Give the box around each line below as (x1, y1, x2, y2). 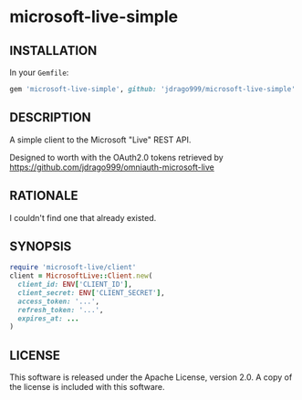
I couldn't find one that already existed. (9, 212, 157, 223)
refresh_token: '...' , (17, 305, 104, 314)
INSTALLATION (9, 43, 98, 58)
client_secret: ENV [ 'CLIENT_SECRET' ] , (17, 288, 166, 298)
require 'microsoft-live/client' (9, 263, 137, 272)
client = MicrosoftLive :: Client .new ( (9, 271, 153, 280)
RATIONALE (9, 188, 79, 204)
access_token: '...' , (17, 297, 100, 306)
